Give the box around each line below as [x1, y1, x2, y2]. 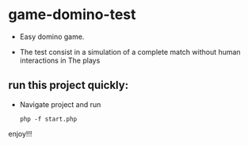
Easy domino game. [19, 32, 85, 41]
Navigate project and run [19, 99, 101, 109]
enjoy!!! [8, 129, 32, 138]
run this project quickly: [8, 79, 129, 92]
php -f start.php [19, 115, 78, 123]
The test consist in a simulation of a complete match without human [19, 47, 241, 56]
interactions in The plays [19, 56, 101, 65]
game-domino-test [8, 6, 136, 24]
